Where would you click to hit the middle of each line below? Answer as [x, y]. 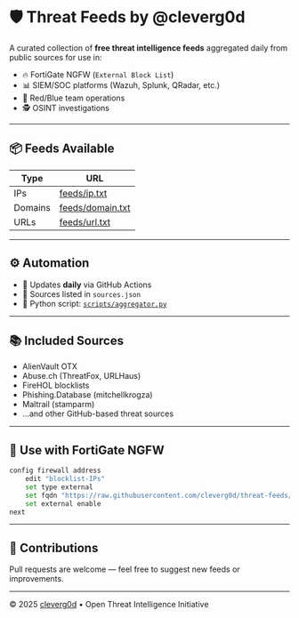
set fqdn [41, 495]
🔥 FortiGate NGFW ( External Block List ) [98, 74]
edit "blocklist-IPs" [65, 479]
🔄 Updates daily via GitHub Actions [87, 285]
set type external [59, 487]
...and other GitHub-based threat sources [98, 413]
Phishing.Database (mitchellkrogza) [87, 395]
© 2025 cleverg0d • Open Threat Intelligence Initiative [109, 605]
